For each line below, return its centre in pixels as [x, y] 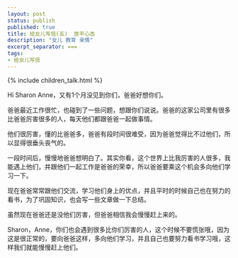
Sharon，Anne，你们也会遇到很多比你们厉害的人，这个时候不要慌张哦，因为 [119, 229]
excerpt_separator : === [42, 47]
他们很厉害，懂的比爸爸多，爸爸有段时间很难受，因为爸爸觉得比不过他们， [116, 134]
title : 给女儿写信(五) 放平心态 [51, 34]
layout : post [27, 14]
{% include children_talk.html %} [55, 80]
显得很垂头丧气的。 [41, 142]
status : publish [31, 21]
